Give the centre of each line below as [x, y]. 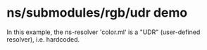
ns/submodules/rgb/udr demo [97, 13]
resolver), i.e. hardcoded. [43, 39]
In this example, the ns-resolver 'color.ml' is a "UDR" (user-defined [103, 32]
